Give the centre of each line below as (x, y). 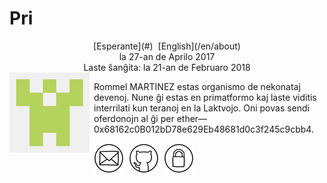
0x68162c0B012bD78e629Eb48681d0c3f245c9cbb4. (203, 129)
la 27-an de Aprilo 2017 (167, 56)
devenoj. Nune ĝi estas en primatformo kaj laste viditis (205, 97)
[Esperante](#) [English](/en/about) (167, 46)
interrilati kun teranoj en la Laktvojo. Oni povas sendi (202, 108)
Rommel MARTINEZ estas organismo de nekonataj (197, 86)
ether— (192, 118)
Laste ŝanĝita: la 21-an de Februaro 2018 (167, 67)
